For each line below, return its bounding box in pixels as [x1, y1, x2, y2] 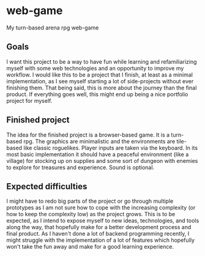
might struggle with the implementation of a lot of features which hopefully [6, 236, 195, 244]
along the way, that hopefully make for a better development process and [6, 224, 192, 231]
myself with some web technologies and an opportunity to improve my [6, 64, 184, 72]
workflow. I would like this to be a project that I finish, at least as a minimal [6, 71, 193, 78]
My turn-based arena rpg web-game [6, 24, 99, 31]
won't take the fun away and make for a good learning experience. [6, 243, 174, 250]
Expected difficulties [6, 181, 88, 192]
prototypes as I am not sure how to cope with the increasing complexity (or [6, 204, 196, 211]
